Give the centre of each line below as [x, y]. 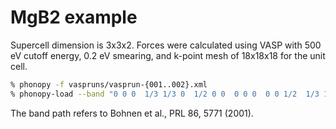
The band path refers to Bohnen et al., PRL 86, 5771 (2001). [132, 113]
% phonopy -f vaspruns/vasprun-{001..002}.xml [109, 84]
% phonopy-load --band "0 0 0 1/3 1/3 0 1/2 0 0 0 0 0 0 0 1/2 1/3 [165, 94]
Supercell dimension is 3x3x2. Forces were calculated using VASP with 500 [166, 45]
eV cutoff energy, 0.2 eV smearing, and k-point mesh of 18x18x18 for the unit [168, 55]
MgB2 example [74, 17]
